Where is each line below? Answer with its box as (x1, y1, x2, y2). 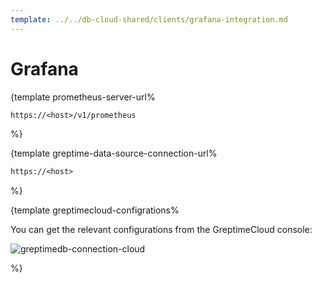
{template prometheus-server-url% (10, 91, 156, 103)
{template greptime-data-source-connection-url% (10, 147, 218, 160)
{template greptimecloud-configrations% (10, 204, 180, 216)
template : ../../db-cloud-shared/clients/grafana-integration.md (10, 14, 288, 25)
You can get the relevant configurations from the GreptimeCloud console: (10, 224, 313, 236)
